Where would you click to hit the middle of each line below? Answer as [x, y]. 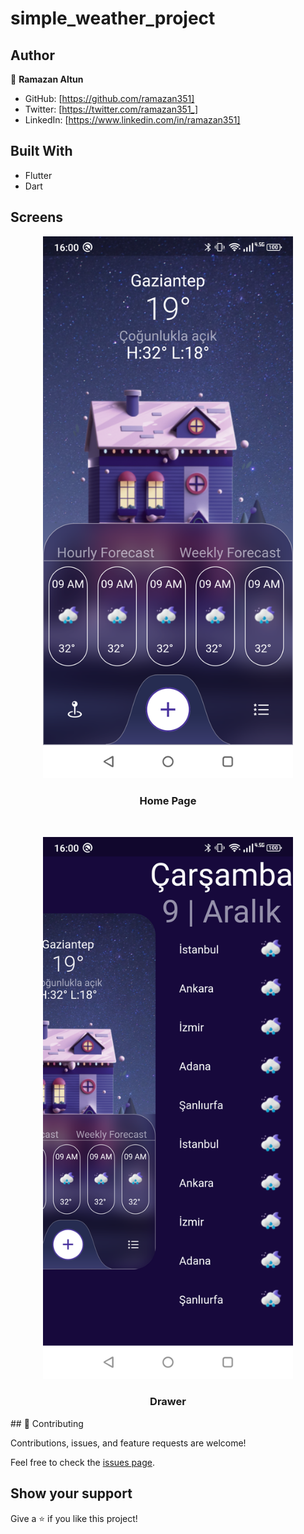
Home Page [168, 801]
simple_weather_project [113, 18]
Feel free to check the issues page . [82, 1462]
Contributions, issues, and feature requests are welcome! [128, 1443]
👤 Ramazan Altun [47, 79]
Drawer [168, 1402]
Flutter [38, 175]
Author [32, 55]
